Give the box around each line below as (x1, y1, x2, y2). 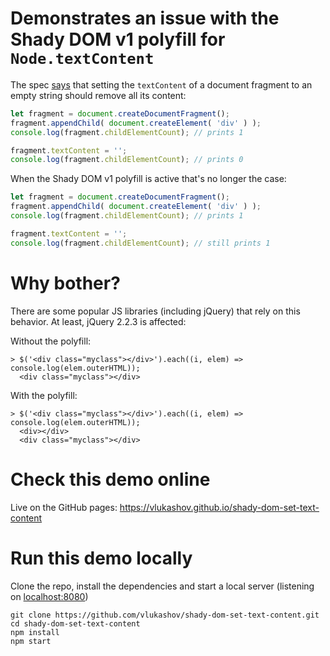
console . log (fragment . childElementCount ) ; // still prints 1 (10, 238, 271, 248)
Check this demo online (10, 468, 211, 491)
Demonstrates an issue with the (10, 7, 280, 30)
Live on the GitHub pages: (10, 501, 118, 513)
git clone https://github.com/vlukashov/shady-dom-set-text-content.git (10, 610, 320, 620)
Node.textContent (10, 50, 155, 69)
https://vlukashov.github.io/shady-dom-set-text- (119, 501, 320, 513)
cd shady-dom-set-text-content (10, 618, 141, 629)
